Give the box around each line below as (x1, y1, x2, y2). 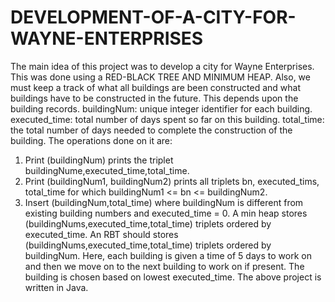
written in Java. (24, 281, 89, 293)
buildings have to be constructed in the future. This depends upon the (10, 92, 299, 104)
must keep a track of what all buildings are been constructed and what (10, 81, 301, 93)
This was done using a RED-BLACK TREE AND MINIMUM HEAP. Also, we (10, 71, 311, 83)
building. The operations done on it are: (10, 134, 173, 146)
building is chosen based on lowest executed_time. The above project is (24, 271, 322, 283)
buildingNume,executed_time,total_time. (24, 164, 190, 176)
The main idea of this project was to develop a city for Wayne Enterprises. (10, 60, 315, 72)
